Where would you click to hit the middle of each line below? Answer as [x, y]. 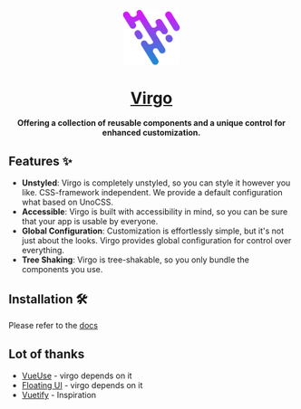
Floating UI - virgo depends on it [82, 385]
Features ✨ [40, 161]
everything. [43, 251]
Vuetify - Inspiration [59, 395]
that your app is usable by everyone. [90, 222]
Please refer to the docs [53, 326]
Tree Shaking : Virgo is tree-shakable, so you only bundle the [136, 260]
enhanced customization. [151, 133]
